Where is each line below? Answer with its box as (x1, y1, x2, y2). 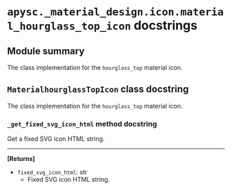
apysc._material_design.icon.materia (7, 6, 224, 19)
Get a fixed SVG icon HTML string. (7, 135, 105, 143)
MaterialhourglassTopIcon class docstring (7, 84, 189, 95)
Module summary (7, 45, 85, 57)
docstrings (133, 18, 198, 33)
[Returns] (7, 155, 36, 163)
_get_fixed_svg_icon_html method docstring (7, 119, 157, 129)
